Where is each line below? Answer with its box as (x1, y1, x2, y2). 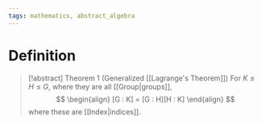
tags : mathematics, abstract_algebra (8, 11, 135, 20)
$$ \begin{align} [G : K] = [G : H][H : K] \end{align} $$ (56, 94, 235, 104)
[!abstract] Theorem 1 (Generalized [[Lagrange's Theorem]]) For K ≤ (27, 73, 256, 83)
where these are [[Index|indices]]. (27, 106, 141, 117)
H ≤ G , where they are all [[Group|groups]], (27, 81, 173, 91)
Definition (8, 46, 77, 64)
